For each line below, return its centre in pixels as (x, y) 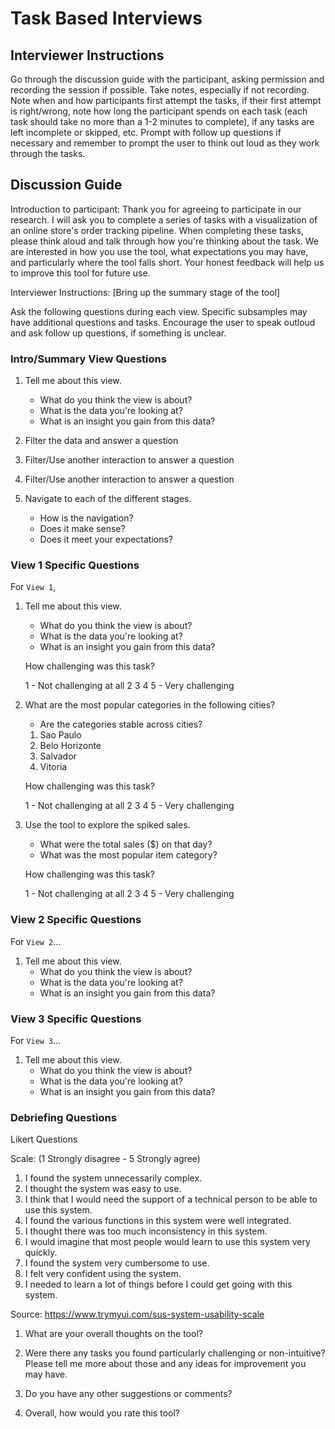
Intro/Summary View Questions (88, 359)
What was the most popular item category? (128, 855)
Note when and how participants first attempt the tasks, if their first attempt (166, 100)
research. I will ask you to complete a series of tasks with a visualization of (164, 219)
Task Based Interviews (106, 18)
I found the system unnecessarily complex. (113, 1178)
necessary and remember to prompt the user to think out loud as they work (165, 143)
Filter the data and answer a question (101, 441)
